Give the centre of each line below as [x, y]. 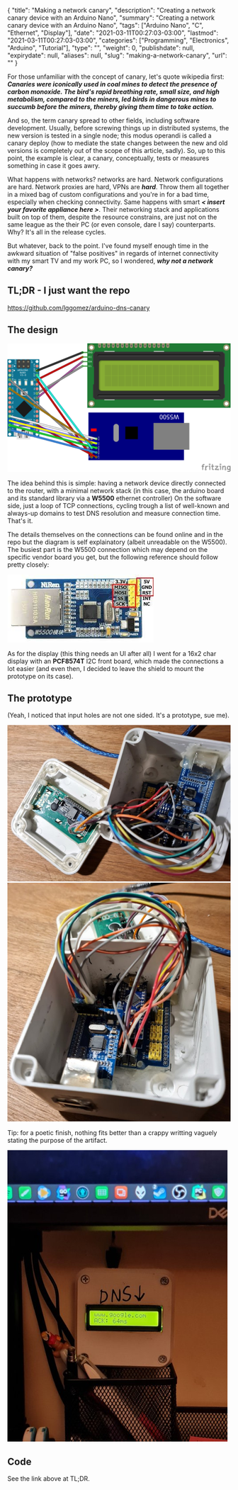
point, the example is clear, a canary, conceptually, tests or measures [108, 158]
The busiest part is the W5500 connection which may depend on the [107, 549]
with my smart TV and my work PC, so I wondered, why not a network [110, 261]
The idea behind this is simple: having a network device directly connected [117, 483]
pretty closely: [28, 564]
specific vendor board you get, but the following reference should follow [113, 557]
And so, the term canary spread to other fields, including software [103, 120]
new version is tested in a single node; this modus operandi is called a [109, 135]
